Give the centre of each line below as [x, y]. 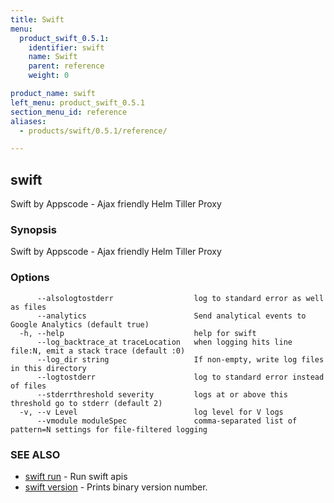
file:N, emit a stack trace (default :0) [98, 351]
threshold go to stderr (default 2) [86, 403]
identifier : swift [66, 47]
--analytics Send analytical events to [171, 316]
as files [28, 307]
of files [28, 386]
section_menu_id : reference [69, 112]
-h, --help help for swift [138, 333]
